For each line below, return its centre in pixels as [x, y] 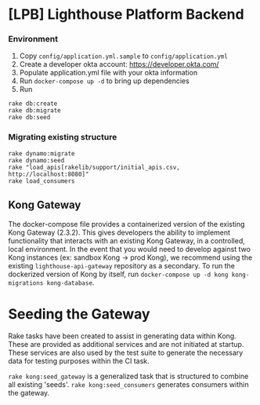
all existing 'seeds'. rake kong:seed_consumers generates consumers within [128, 384]
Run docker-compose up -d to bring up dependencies [104, 81]
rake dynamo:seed [36, 160]
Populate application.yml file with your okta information [108, 73]
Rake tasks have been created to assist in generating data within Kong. [122, 336]
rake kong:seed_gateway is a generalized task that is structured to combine [128, 376]
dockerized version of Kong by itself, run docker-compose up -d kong [118, 274]
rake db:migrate [34, 111]
